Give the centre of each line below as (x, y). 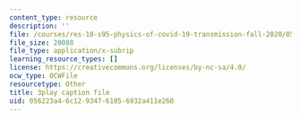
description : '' (39, 26)
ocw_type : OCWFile (43, 76)
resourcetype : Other (48, 84)
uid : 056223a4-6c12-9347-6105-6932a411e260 (92, 101)
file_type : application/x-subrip (72, 51)
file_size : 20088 (42, 42)
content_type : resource (54, 17)
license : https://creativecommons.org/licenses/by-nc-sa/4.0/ (128, 68)
